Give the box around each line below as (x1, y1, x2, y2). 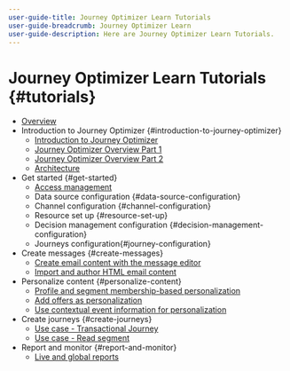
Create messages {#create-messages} (20, 248, 164, 258)
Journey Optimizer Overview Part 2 (34, 154, 164, 164)
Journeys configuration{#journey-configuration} (34, 239, 212, 249)
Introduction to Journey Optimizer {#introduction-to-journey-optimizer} (20, 125, 282, 136)
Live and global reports (34, 351, 119, 362)
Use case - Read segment (34, 333, 130, 343)
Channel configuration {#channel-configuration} (34, 201, 212, 211)
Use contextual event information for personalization (34, 304, 227, 315)
